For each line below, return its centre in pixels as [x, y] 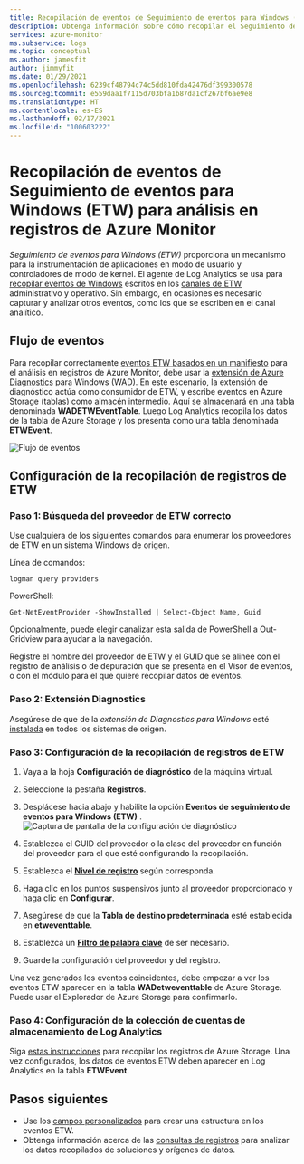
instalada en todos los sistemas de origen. [88, 729]
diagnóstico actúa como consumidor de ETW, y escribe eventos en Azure [146, 391]
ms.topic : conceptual [50, 52]
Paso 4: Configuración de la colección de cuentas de [128, 1020]
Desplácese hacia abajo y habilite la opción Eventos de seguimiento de [156, 807]
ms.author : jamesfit [48, 60]
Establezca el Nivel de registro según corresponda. [119, 871]
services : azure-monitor [56, 34]
